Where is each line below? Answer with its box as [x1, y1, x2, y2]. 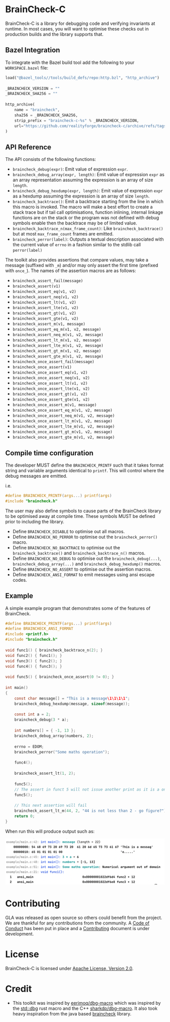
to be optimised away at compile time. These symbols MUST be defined [5, 513, 155, 519]
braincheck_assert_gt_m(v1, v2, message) [12, 349, 101, 354]
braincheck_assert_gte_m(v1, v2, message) [12, 354, 104, 359]
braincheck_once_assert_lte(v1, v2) [12, 386, 90, 391]
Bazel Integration [5, 46, 60, 54]
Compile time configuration [5, 448, 94, 457]
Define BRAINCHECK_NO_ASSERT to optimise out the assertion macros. [12, 566, 152, 572]
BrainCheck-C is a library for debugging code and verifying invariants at [5, 20, 155, 26]
